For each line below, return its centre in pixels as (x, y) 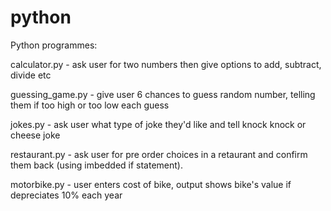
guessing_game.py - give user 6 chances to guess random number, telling (163, 94)
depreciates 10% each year (66, 195)
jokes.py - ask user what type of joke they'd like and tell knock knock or (158, 124)
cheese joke (35, 135)
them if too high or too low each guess (90, 105)
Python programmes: (54, 45)
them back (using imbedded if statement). (97, 165)
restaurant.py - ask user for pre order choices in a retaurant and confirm (159, 154)
